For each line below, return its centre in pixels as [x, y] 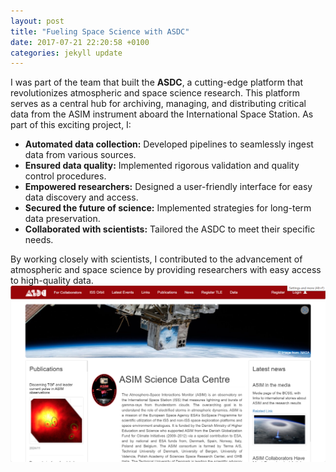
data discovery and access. [81, 197]
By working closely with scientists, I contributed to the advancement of [156, 259]
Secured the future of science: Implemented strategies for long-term [168, 208]
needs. [39, 240]
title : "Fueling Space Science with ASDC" [100, 31]
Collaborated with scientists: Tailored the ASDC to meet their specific [170, 229]
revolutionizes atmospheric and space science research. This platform [155, 93]
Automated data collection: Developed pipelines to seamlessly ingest [169, 144]
